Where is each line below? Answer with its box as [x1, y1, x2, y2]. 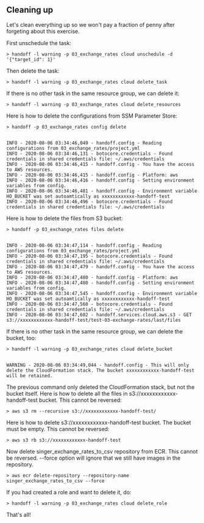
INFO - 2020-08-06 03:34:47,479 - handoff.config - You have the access [6, 263, 195, 270]
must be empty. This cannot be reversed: [6, 425, 110, 432]
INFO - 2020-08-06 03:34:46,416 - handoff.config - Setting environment [6, 177, 195, 183]
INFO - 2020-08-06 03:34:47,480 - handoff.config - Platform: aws [6, 274, 178, 280]
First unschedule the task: [6, 39, 72, 46]
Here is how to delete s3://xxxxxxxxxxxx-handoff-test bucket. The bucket [6, 419, 191, 426]
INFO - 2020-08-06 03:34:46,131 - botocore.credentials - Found [6, 151, 173, 157]
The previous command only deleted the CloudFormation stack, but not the [6, 383, 195, 391]
